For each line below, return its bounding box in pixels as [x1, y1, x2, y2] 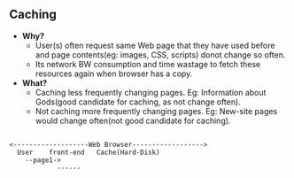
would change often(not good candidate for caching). [35, 115, 231, 126]
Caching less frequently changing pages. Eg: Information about [35, 87, 267, 97]
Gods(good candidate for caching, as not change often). [35, 97, 241, 107]
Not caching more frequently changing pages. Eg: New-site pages [35, 105, 278, 116]
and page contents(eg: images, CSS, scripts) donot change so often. [35, 49, 286, 60]
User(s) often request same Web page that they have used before [35, 40, 275, 50]
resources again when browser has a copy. [35, 68, 193, 79]
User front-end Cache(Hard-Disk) [17, 148, 161, 157]
